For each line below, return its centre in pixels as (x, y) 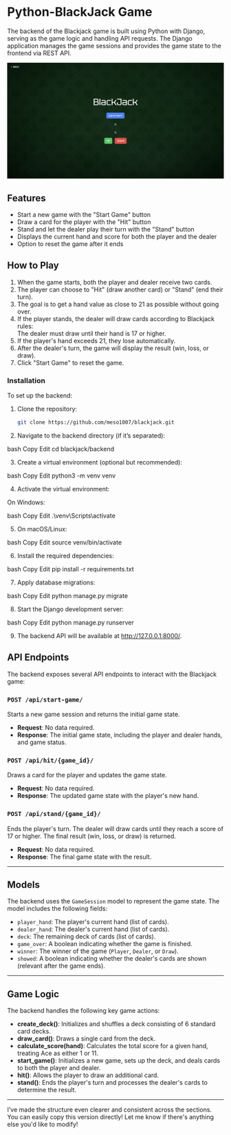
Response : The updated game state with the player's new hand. (108, 796)
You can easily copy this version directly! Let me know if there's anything (111, 1117)
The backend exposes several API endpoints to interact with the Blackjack (112, 674)
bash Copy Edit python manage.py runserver (70, 622)
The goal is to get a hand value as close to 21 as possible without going (118, 304)
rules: (25, 326)
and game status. (42, 742)
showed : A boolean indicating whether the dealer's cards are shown (112, 959)
